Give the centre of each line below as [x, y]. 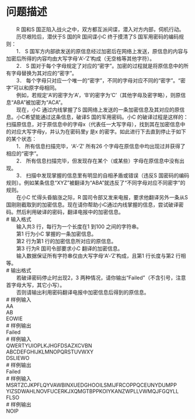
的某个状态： [21, 138]
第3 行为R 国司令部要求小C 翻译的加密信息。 [69, 248]
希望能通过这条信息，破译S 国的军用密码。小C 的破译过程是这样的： [107, 117]
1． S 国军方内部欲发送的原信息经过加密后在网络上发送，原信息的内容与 [102, 51]
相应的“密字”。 [24, 153]
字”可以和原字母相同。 [33, 88]
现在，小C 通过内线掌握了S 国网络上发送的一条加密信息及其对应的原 [98, 109]
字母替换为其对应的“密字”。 [44, 73]
